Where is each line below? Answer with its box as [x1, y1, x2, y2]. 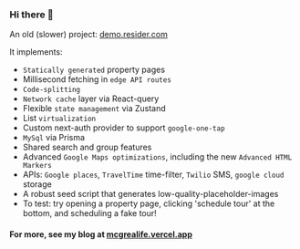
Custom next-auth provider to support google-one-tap [22, 122, 225, 133]
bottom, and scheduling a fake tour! [22, 208, 157, 219]
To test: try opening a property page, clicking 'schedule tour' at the [22, 198, 275, 209]
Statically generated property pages [22, 64, 166, 76]
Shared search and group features [22, 141, 152, 153]
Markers [22, 161, 52, 171]
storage [22, 179, 52, 190]
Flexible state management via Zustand [22, 103, 166, 114]
